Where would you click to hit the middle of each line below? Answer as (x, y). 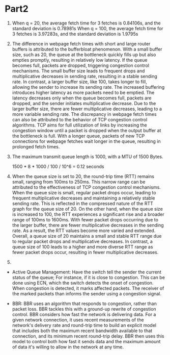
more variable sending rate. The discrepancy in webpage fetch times (84, 114)
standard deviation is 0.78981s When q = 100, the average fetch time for (88, 28)
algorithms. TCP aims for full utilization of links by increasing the (79, 125)
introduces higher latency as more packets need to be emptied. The (83, 92)
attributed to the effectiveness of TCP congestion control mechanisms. (86, 187)
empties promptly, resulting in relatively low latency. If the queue (80, 60)
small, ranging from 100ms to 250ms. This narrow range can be (79, 182)
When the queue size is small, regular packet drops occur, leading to (84, 192)
